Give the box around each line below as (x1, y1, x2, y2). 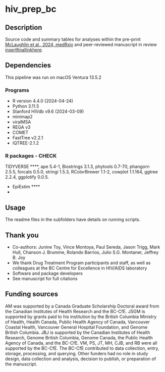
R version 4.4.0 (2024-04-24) (12, 98, 73, 104)
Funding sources (5, 290, 58, 298)
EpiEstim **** (12, 184, 41, 190)
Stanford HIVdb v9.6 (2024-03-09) (12, 108, 84, 114)
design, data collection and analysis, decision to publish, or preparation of (5, 356, 156, 362)
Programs (5, 87, 30, 94)
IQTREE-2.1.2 (12, 140, 39, 146)
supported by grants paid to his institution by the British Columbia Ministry (5, 314, 157, 319)
